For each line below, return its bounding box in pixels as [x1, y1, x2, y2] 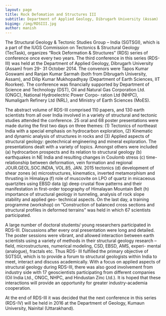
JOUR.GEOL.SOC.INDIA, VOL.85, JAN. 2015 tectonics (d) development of [5, 165, 155, 171]
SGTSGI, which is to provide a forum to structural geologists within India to [5, 253, 158, 259]
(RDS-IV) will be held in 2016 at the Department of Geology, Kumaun [5, 300, 145, 306]
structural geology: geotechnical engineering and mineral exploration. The [5, 138, 157, 144]
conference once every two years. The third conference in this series [5, 55, 147, 61]
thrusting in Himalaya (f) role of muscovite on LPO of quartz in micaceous [5, 176, 155, 182]
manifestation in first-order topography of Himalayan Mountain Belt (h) [5, 186, 150, 192]
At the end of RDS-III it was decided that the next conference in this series [5, 295, 157, 301]
